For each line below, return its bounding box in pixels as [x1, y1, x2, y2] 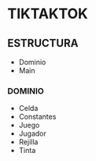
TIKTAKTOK [7, 5, 88, 23]
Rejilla [18, 137, 39, 147]
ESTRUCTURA [7, 36, 79, 50]
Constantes [18, 112, 57, 121]
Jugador [18, 128, 46, 139]
